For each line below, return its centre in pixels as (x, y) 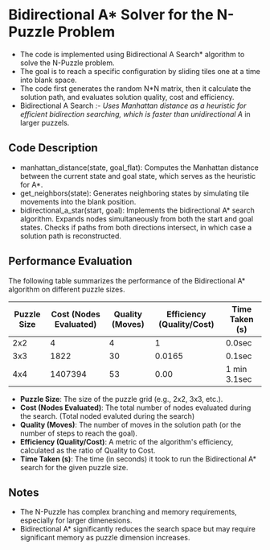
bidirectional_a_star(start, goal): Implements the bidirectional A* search (137, 210)
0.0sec (239, 342)
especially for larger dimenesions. (76, 520)
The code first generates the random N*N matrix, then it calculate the (135, 88)
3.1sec (239, 378)
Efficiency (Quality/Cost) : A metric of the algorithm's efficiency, (127, 441)
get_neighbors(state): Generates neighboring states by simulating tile (134, 193)
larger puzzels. (45, 122)
